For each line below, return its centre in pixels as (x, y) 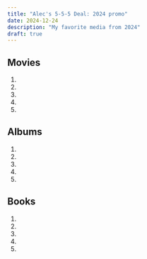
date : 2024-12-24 (33, 21)
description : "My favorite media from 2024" (74, 27)
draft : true (25, 34)
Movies (24, 62)
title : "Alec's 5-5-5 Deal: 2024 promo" (68, 14)
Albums (25, 132)
